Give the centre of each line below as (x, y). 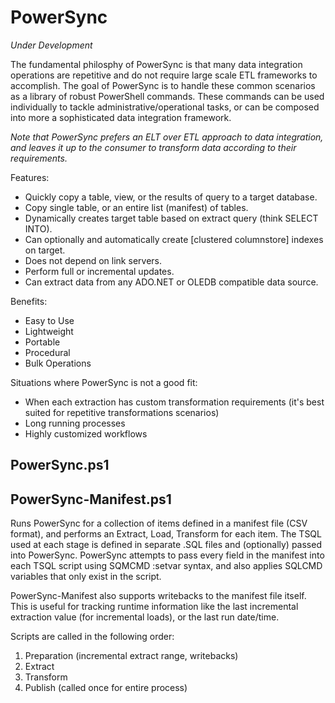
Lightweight (49, 331)
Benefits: (29, 301)
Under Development (51, 45)
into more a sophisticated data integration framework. (121, 117)
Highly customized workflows (86, 433)
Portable (42, 342)
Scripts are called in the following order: (92, 637)
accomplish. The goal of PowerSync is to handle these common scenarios (163, 85)
